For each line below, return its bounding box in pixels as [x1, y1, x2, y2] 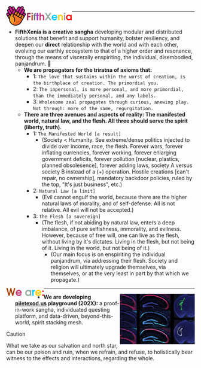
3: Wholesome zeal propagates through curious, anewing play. [32, 98, 190, 105]
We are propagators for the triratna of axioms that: [23, 66, 153, 74]
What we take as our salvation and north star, [6, 342, 118, 349]
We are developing [44, 293, 92, 300]
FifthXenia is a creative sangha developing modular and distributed [14, 28, 182, 35]
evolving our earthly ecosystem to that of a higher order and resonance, [14, 47, 193, 54]
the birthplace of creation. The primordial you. [32, 80, 159, 86]
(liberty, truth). [23, 124, 62, 130]
